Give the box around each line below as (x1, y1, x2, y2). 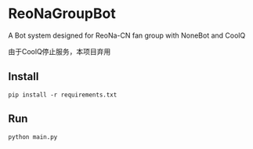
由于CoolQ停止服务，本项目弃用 (8, 46, 111, 56)
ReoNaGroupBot (8, 5, 116, 23)
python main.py (8, 133, 58, 141)
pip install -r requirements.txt (8, 91, 117, 99)
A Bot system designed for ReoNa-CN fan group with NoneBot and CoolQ (8, 31, 246, 40)
